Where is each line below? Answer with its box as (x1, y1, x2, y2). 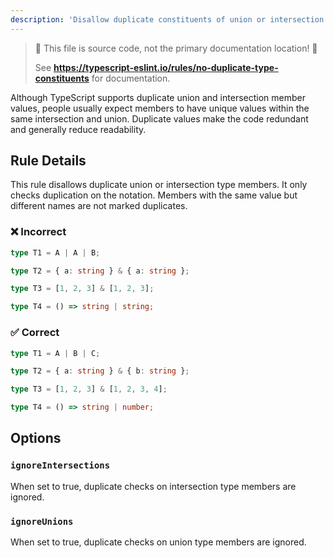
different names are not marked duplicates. (10, 200, 188, 212)
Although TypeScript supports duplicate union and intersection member (10, 91, 306, 103)
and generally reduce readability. (10, 123, 147, 135)
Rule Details (10, 152, 87, 170)
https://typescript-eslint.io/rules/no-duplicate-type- (53, 61, 279, 73)
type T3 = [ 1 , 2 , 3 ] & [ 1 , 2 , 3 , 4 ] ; (10, 384, 168, 395)
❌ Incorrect (10, 225, 67, 239)
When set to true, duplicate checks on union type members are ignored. (10, 536, 307, 548)
